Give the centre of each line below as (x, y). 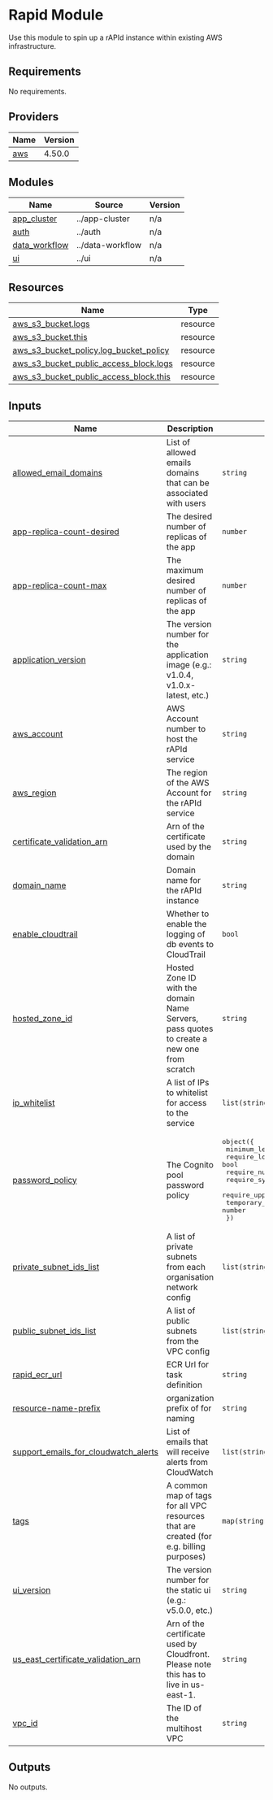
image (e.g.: (189, 665)
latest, (178, 695)
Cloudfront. (188, 1654)
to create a (187, 1039)
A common (187, 1485)
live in (178, 1685)
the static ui (188, 1590)
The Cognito (190, 1164)
